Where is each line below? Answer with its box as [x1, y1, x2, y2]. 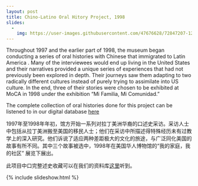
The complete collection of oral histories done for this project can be [6, 102, 173, 109]
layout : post [6, 8, 38, 15]
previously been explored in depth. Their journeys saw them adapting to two [6, 72, 192, 79]
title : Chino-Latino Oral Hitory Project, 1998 [6, 14, 126, 20]
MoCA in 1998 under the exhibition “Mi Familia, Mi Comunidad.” [6, 91, 160, 98]
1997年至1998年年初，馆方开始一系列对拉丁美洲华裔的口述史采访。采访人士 [6, 120, 190, 127]
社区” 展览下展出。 [11, 150, 57, 157]
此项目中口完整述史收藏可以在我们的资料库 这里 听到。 [6, 162, 136, 170]
